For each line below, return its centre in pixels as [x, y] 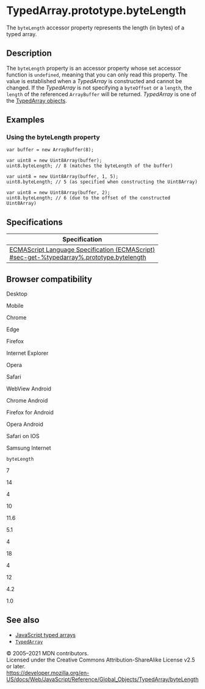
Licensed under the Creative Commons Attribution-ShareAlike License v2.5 [101, 660]
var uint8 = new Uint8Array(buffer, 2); [59, 193]
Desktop [17, 294]
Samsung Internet [29, 448]
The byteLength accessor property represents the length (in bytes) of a [95, 28]
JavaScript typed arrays [45, 635]
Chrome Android [27, 401]
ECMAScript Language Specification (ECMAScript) [82, 250]
